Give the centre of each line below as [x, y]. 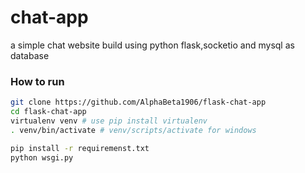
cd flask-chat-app [48, 112]
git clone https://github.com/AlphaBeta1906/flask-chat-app [138, 102]
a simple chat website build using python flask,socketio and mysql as [152, 45]
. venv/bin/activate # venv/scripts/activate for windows [133, 130]
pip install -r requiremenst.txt [80, 148]
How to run [37, 81]
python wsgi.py [42, 157]
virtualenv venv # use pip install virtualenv [109, 121]
